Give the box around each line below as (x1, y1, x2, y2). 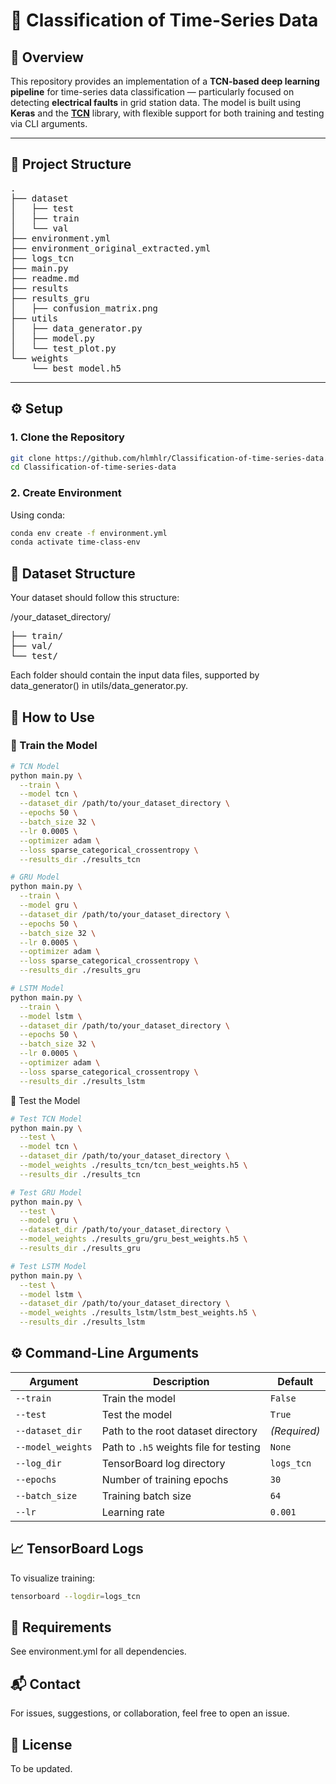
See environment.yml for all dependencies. (10, 1645, 187, 1658)
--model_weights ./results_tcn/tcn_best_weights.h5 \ (19, 1160, 248, 1171)
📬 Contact (10, 1675, 81, 1693)
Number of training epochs (101, 1472, 229, 1486)
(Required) (269, 1424, 321, 1438)
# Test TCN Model (10, 1114, 83, 1124)
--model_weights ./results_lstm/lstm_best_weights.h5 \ (19, 1308, 257, 1318)
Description (153, 1374, 210, 1388)
